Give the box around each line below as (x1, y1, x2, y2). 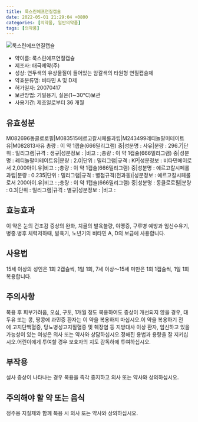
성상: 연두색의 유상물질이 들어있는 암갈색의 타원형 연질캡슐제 (14, 69, 154, 77)
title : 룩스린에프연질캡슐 (6, 8, 61, 15)
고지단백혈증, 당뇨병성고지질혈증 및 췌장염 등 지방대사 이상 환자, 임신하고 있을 (12, 323, 190, 330)
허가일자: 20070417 (14, 84, 61, 92)
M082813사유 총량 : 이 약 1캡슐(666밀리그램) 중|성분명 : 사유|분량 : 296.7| (12, 142, 184, 150)
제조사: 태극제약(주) (14, 62, 60, 69)
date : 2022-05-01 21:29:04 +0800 (6, 14, 88, 20)
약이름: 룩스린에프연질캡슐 (14, 54, 75, 62)
